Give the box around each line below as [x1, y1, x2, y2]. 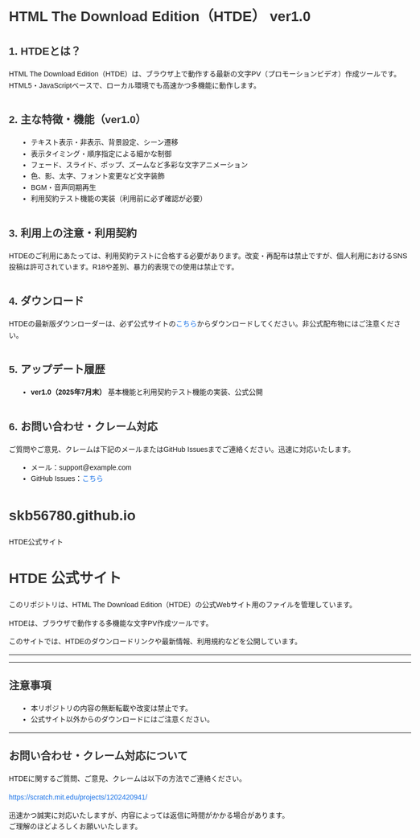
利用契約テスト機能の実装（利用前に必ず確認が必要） [30, 194, 208, 203]
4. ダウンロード [9, 294, 84, 307]
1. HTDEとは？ [9, 45, 81, 58]
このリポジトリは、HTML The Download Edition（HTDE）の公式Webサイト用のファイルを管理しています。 [9, 600, 357, 610]
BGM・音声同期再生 [30, 183, 97, 192]
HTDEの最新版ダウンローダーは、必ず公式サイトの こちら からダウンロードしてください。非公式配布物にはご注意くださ [9, 319, 401, 329]
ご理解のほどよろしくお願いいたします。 [9, 822, 142, 832]
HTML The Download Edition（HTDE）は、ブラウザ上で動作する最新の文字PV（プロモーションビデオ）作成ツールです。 [9, 69, 401, 79]
